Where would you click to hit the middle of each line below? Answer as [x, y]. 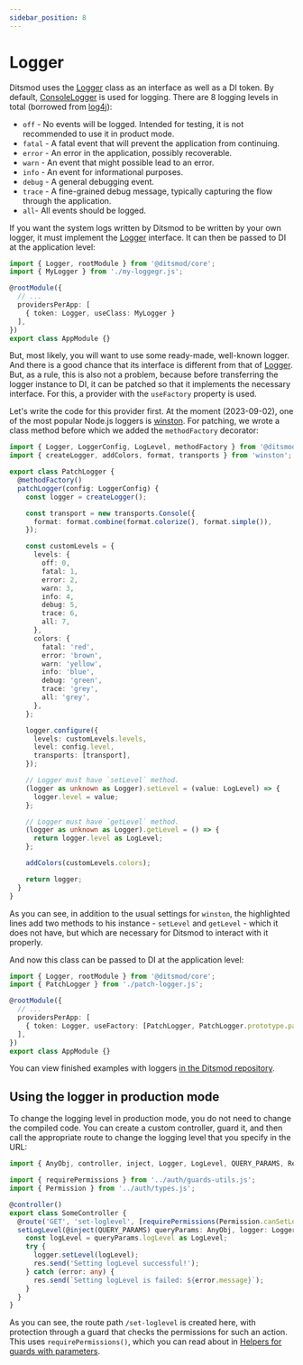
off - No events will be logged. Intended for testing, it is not [133, 124]
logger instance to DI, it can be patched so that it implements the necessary [150, 384]
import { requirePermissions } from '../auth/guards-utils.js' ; [133, 1180]
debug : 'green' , [72, 681]
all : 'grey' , [66, 697]
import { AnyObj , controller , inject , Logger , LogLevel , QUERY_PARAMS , [147, 1164]
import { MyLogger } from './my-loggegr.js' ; [96, 272]
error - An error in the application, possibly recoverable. [127, 152]
